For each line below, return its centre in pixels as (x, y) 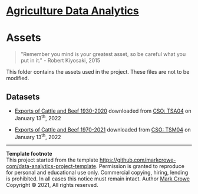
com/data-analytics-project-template (51, 166)
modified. (18, 78)
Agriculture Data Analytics (73, 11)
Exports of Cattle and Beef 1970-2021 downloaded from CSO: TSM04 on (103, 129)
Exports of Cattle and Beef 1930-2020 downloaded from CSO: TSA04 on (103, 111)
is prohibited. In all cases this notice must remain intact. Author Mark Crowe (98, 179)
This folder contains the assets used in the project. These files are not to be (98, 72)
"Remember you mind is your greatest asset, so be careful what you (103, 54)
